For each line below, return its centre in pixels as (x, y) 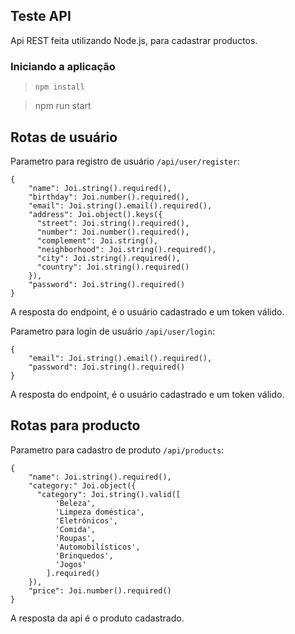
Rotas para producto (75, 425)
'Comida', (75, 529)
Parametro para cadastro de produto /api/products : (117, 450)
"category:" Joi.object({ (82, 485)
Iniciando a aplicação (63, 66)
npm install (59, 87)
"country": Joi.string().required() (113, 267)
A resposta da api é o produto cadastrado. (97, 618)
